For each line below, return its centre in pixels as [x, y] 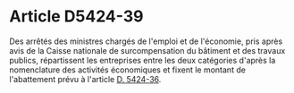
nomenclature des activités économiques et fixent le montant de [127, 70]
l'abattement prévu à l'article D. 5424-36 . [85, 79]
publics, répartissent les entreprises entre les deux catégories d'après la [143, 60]
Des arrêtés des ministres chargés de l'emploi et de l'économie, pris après [146, 41]
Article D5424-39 [76, 17]
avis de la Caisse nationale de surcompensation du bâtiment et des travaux [147, 50]
